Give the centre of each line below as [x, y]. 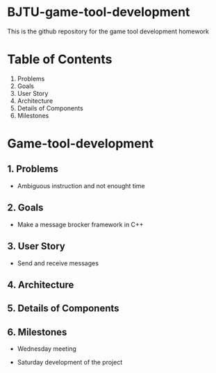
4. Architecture [41, 284]
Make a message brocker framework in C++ [80, 224]
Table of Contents [60, 59]
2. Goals [25, 208]
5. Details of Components [63, 309]
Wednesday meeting [47, 349]
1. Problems [33, 169]
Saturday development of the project [70, 363]
